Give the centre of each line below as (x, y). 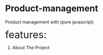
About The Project (31, 47)
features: (26, 35)
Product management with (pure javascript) (50, 22)
